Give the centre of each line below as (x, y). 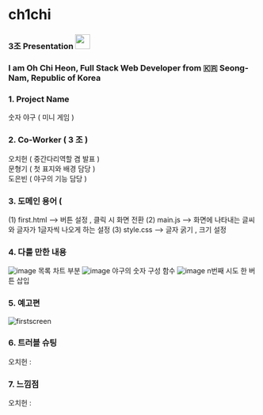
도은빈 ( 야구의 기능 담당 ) (48, 178)
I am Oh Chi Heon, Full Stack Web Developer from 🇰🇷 (113, 68)
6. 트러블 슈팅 (33, 343)
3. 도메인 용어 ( (35, 201)
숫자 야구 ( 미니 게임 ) (41, 117)
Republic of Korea (66, 78)
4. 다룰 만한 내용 (38, 252)
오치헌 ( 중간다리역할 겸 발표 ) (54, 158)
